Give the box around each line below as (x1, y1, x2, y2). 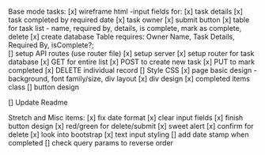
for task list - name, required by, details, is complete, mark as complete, (8, 24, 242, 32)
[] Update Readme (8, 98, 69, 107)
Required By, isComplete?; (8, 40, 95, 50)
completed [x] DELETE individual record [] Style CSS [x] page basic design (8, 66, 252, 74)
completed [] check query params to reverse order (8, 138, 174, 147)
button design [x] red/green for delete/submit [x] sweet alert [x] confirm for (8, 122, 255, 130)
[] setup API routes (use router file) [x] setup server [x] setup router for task (8, 49, 255, 58)
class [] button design (8, 82, 79, 92)
